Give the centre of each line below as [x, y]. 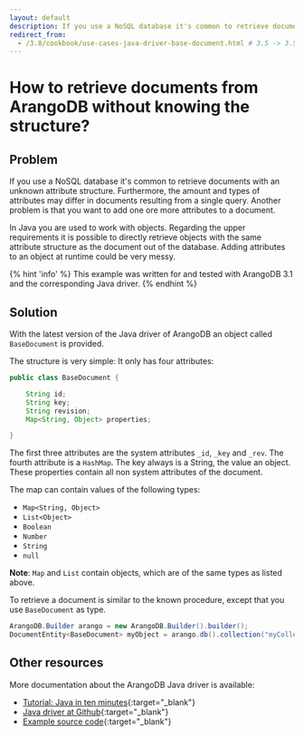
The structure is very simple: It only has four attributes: [112, 361]
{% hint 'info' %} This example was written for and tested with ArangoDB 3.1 [151, 274]
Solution [33, 312]
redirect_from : [38, 34]
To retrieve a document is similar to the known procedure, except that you [147, 600]
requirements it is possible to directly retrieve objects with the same [136, 237]
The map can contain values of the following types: [105, 490]
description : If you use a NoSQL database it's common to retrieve [139, 26]
